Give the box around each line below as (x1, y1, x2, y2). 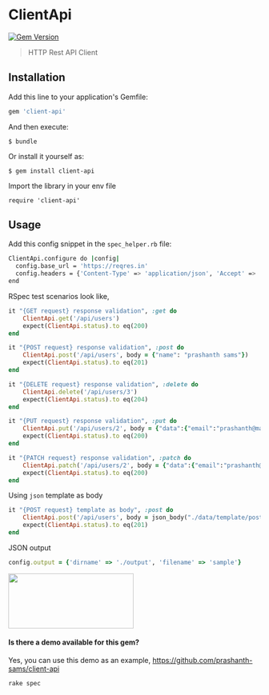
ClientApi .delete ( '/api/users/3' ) (22, 388, 138, 396)
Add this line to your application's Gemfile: (8, 92, 148, 102)
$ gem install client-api (8, 166, 94, 175)
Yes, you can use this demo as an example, (8, 656, 151, 665)
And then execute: (8, 122, 69, 131)
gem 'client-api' (8, 107, 66, 115)
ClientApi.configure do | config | (8, 254, 120, 263)
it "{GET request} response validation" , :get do (8, 306, 178, 315)
